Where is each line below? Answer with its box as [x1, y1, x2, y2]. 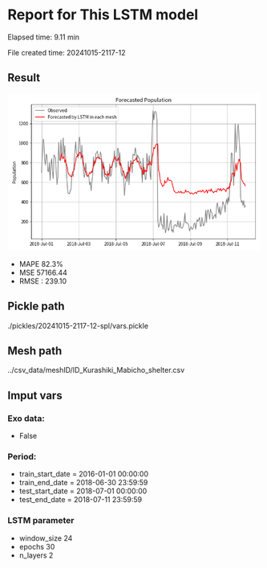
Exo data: [7, 412, 45, 423]
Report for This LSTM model [7, 6, 199, 24]
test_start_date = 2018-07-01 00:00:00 [18, 486, 148, 496]
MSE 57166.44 [18, 268, 67, 277]
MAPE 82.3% [18, 259, 63, 268]
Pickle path [7, 300, 65, 313]
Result [7, 71, 41, 85]
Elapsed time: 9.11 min [7, 32, 80, 42]
